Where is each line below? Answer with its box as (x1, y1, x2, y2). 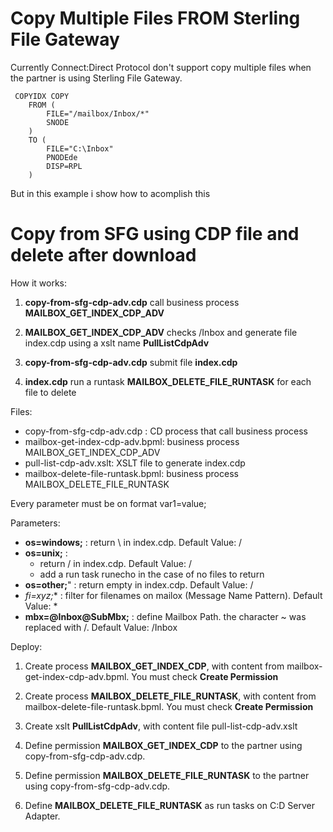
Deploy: (10, 640, 43, 652)
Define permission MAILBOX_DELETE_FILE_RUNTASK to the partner (24, 769, 310, 781)
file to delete (24, 386, 77, 398)
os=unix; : (24, 547, 68, 559)
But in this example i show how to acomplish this (10, 187, 211, 199)
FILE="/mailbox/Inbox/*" (46, 108, 150, 119)
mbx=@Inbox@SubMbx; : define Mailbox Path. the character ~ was (24, 610, 307, 622)
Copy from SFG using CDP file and (10, 223, 300, 246)
